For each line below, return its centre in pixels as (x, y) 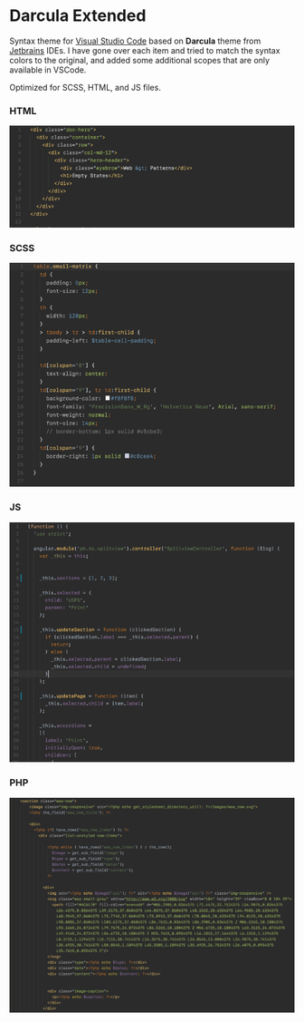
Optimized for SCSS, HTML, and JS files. (85, 87)
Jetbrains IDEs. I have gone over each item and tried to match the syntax (145, 50)
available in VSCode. (48, 70)
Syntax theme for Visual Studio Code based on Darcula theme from (135, 41)
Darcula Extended (78, 16)
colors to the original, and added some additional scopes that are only (139, 60)
